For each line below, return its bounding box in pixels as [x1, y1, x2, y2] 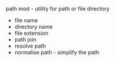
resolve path [14, 42, 46, 49]
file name [14, 17, 38, 23]
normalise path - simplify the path [14, 49, 100, 56]
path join [14, 36, 37, 43]
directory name [14, 23, 53, 30]
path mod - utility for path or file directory [5, 5, 110, 12]
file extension [14, 29, 49, 37]
